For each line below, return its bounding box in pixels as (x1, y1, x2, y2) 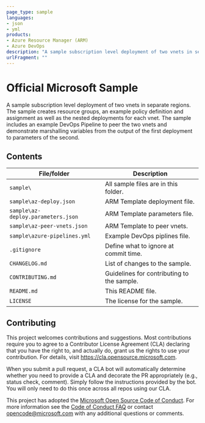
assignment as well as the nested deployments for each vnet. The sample (6, 114, 192, 121)
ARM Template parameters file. (104, 209, 194, 218)
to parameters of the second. (6, 133, 80, 141)
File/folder (38, 170, 70, 178)
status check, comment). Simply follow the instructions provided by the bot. (6, 378, 197, 386)
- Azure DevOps (6, 43, 45, 50)
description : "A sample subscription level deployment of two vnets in (6, 49, 192, 55)
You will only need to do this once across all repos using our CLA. (6, 385, 171, 392)
